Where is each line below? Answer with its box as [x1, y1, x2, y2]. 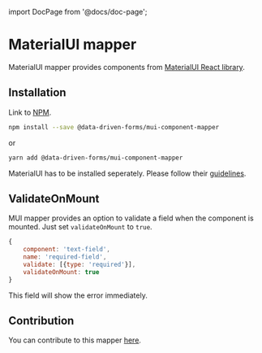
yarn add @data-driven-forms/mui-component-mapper [8, 154, 183, 162]
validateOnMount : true [23, 268, 100, 276]
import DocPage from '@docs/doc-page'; [8, 7, 148, 16]
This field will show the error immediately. [8, 290, 148, 300]
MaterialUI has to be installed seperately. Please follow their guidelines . [8, 168, 247, 178]
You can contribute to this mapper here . [8, 335, 142, 345]
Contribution [8, 313, 75, 328]
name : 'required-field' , [23, 253, 107, 261]
